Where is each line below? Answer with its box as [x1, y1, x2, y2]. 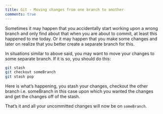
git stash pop [5, 74, 34, 79]
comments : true [5, 12, 36, 17]
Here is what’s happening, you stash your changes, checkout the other [5, 83, 148, 89]
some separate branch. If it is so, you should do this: [5, 56, 111, 61]
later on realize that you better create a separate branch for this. [5, 41, 135, 47]
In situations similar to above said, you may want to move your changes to [5, 50, 155, 57]
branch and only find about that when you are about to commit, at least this [5, 30, 158, 36]
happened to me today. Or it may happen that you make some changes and [5, 35, 158, 42]
